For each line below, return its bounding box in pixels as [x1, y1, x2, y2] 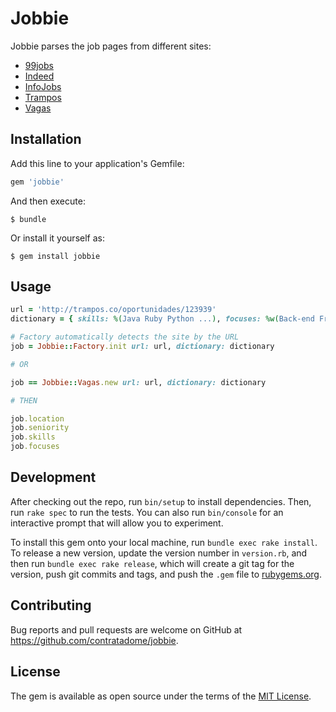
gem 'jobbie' [10, 177, 65, 187]
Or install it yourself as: [10, 232, 105, 244]
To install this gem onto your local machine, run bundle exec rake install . [10, 536, 318, 548]
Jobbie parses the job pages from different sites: [10, 40, 212, 52]
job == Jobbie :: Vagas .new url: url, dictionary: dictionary [10, 377, 267, 387]
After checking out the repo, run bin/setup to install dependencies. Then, [10, 495, 312, 507]
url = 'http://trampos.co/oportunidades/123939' [10, 305, 217, 315]
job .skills [10, 432, 56, 442]
